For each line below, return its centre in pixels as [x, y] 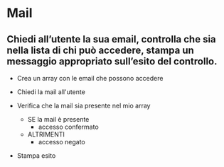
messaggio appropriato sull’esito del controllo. [112, 61]
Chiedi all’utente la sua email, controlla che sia [111, 39]
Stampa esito [36, 156]
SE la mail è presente [58, 119]
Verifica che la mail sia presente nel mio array [84, 105]
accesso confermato [68, 127]
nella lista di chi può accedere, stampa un [101, 50]
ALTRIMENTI [46, 134]
